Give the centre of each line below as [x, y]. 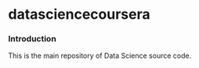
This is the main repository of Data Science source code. [100, 55]
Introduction [32, 39]
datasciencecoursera [79, 14]
